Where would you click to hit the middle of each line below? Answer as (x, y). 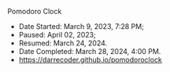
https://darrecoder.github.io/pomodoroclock (91, 59)
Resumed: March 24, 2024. (63, 43)
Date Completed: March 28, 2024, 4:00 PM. (90, 51)
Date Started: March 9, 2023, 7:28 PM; (81, 26)
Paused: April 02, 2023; (57, 35)
